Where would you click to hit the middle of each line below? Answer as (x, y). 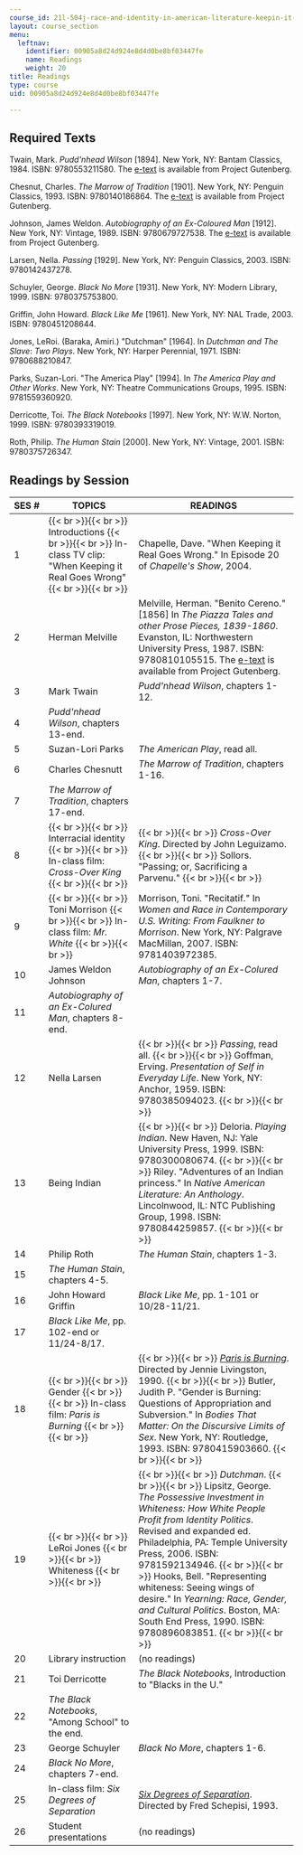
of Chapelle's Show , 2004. (195, 566)
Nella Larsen (75, 1078)
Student (65, 1826)
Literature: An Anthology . (191, 1194)
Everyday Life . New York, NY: (201, 1078)
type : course (34, 85)
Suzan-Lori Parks (86, 749)
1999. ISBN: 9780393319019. (63, 425)
